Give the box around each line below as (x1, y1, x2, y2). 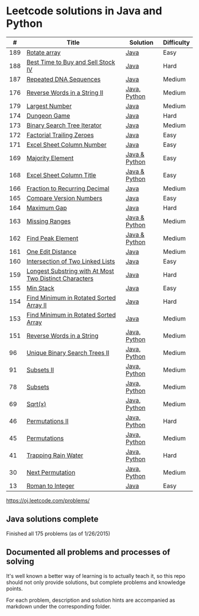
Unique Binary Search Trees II (26, 348, 110, 357)
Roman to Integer (26, 482, 75, 490)
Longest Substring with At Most (26, 266, 114, 275)
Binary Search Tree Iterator (26, 121, 102, 129)
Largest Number (26, 102, 72, 110)
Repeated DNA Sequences (26, 75, 101, 83)
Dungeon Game (26, 111, 70, 120)
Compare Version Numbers (26, 194, 102, 202)
